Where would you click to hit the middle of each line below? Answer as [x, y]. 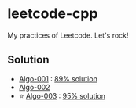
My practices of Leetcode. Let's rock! [68, 35]
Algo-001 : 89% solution [58, 78]
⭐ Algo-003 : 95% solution [62, 95]
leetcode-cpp [53, 14]
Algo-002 [34, 87]
